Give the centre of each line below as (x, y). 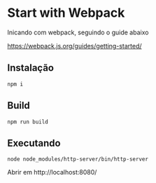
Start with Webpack (66, 13)
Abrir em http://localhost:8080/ (52, 172)
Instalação (31, 68)
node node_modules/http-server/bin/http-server (78, 159)
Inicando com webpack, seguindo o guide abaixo (78, 32)
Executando (34, 143)
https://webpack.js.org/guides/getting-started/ (75, 46)
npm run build (28, 122)
